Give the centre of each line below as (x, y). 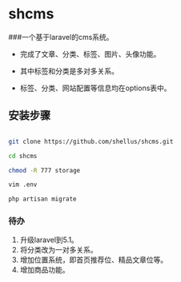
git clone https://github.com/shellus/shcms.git (91, 141)
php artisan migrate (43, 199)
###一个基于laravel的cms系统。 (61, 37)
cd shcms (23, 156)
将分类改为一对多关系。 (58, 250)
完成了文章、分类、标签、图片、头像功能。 (90, 54)
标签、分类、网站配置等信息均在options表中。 (95, 88)
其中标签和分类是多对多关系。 (69, 71)
